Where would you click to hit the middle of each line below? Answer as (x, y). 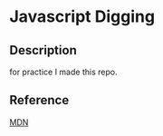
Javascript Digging (82, 17)
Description (43, 50)
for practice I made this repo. (63, 72)
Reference (39, 100)
